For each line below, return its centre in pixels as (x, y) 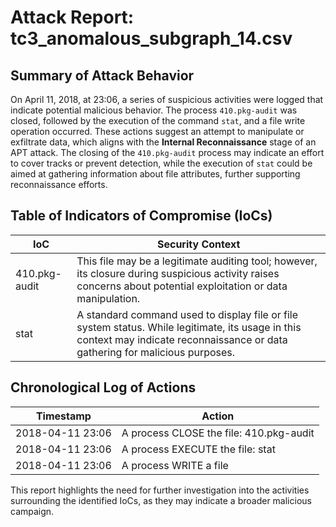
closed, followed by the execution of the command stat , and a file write (158, 120)
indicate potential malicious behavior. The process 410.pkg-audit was (154, 110)
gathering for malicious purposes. (156, 352)
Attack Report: (72, 17)
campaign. (32, 511)
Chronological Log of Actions (103, 387)
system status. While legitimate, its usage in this (189, 327)
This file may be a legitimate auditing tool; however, (197, 261)
